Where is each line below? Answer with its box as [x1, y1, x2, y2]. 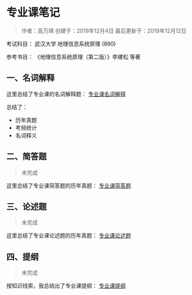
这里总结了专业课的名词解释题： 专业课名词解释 [6, 90, 126, 98]
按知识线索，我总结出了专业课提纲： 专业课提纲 [6, 282, 126, 289]
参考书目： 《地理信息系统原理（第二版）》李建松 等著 [6, 53, 141, 60]
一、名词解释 [6, 73, 55, 83]
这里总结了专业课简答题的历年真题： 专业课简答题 [6, 182, 131, 189]
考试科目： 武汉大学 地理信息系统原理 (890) [6, 40, 116, 47]
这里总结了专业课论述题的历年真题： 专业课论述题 [6, 232, 131, 239]
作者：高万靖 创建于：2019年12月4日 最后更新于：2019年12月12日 [21, 27, 186, 34]
